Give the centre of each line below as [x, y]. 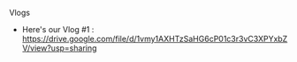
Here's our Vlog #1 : [58, 29]
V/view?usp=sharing [59, 48]
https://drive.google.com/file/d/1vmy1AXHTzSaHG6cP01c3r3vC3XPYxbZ [155, 39]
